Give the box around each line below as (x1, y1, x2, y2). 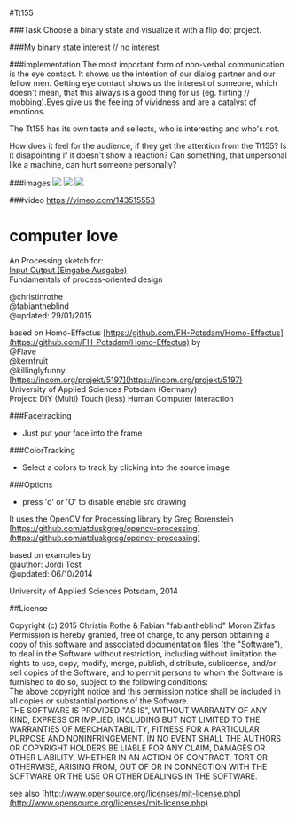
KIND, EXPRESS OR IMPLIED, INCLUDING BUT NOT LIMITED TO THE (9, 714, 261, 725)
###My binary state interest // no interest (9, 42, 160, 52)
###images (9, 177, 51, 188)
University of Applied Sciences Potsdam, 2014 (9, 585, 179, 596)
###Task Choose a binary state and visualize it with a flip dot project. (9, 25, 262, 35)
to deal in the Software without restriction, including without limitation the (9, 648, 277, 659)
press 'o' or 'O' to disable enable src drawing (21, 496, 187, 507)
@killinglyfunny (9, 365, 66, 375)
